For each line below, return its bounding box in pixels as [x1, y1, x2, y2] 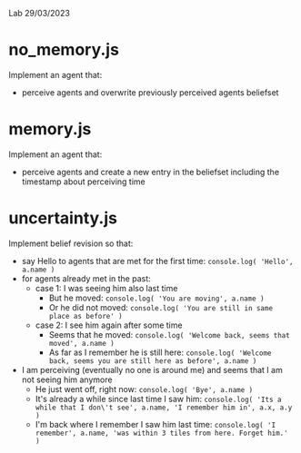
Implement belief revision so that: [8, 238, 134, 249]
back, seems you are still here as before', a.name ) [48, 356, 257, 366]
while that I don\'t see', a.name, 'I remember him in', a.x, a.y [35, 403, 293, 412]
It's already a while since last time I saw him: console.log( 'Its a [35, 393, 282, 404]
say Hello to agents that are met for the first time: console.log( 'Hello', [21, 255, 294, 266]
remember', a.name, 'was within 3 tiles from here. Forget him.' [35, 428, 288, 438]
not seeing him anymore [21, 374, 113, 385]
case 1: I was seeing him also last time [35, 282, 178, 293]
